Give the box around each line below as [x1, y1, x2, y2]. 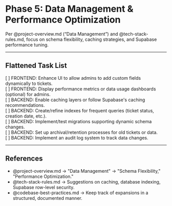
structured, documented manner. [12, 195, 83, 201]
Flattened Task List [5, 61, 68, 70]
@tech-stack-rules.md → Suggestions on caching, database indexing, [12, 178, 161, 185]
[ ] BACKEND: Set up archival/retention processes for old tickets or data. [5, 129, 158, 135]
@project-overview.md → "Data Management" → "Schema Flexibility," [12, 168, 161, 174]
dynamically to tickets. [5, 80, 53, 86]
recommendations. [5, 102, 45, 108]
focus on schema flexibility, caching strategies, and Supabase [26, 36, 157, 42]
